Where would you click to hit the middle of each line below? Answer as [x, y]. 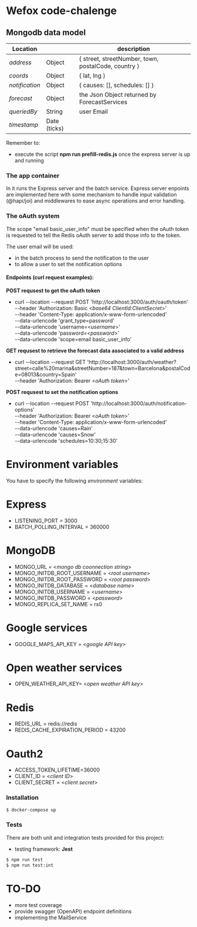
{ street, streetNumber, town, [119, 59]
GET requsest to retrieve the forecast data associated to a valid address [95, 351]
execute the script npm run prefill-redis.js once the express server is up [102, 154]
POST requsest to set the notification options [62, 392]
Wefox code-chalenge [62, 11]
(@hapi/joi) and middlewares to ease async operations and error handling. [96, 201]
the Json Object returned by [118, 95]
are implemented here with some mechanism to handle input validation [91, 195]
